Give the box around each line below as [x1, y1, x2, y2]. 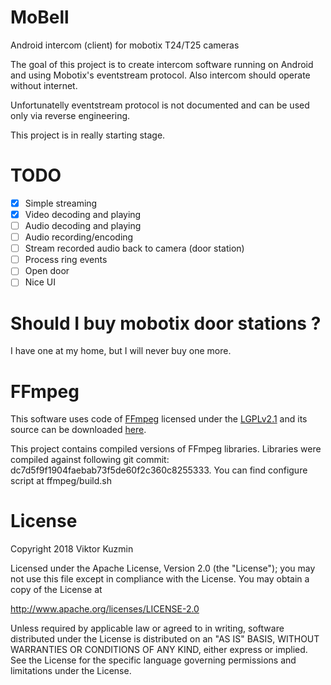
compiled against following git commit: [10, 454, 170, 466]
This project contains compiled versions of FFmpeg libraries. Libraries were [10, 443, 322, 455]
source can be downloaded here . [10, 424, 147, 436]
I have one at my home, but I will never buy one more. [10, 345, 232, 357]
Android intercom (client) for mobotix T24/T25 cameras [10, 39, 240, 51]
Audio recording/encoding [24, 231, 134, 243]
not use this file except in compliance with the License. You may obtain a [10, 573, 310, 585]
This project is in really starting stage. [10, 129, 166, 141]
